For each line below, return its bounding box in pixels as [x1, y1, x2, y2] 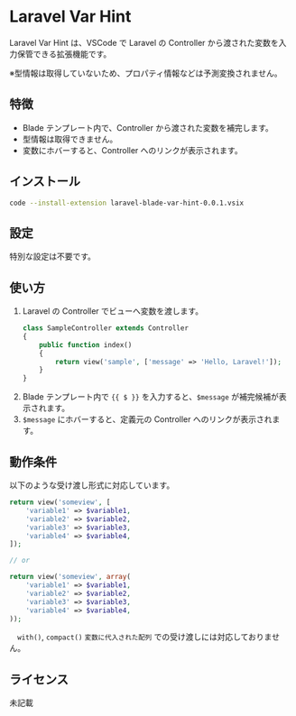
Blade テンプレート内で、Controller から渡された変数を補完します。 [22, 122, 273, 133]
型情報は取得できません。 [22, 133, 118, 144]
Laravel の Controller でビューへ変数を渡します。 [22, 306, 204, 317]
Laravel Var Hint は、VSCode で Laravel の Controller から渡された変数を [9, 37, 280, 48]
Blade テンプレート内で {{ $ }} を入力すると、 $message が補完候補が [22, 391, 280, 402]
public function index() [39, 340, 133, 349]
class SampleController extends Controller [22, 324, 190, 333]
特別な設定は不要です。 [9, 251, 97, 262]
